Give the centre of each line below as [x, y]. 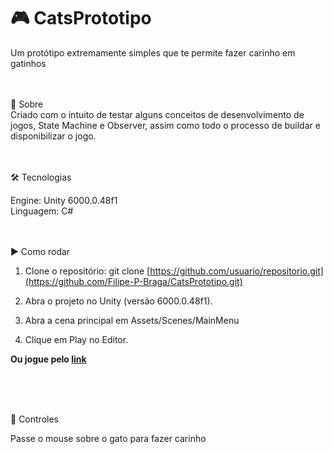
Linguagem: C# [42, 211]
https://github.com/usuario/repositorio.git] [236, 271]
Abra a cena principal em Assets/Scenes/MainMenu [132, 320]
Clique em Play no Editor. [76, 339]
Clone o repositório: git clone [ [87, 271]
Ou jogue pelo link [48, 359]
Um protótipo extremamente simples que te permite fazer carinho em [153, 52]
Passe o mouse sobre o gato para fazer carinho [108, 438]
